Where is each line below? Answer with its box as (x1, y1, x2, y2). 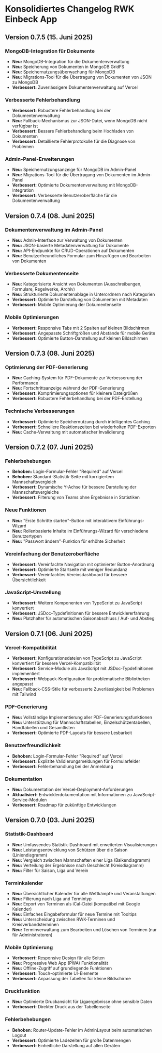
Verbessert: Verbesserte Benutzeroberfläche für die (12, 193, 118, 199)
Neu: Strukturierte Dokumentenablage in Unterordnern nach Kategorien (12, 291, 155, 297)
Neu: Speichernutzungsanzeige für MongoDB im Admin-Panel (12, 167, 136, 173)
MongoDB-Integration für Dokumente (5, 48, 95, 54)
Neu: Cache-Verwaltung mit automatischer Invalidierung (12, 429, 125, 435)
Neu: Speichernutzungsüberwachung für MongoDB (12, 69, 115, 75)
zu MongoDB (12, 79, 39, 85)
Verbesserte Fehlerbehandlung (5, 96, 80, 103)
